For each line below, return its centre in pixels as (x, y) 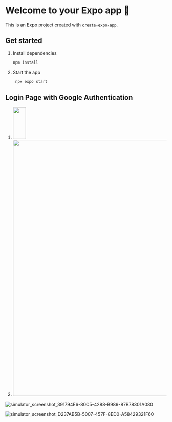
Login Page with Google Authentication (69, 98)
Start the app (27, 72)
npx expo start (31, 81)
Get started (24, 41)
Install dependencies (35, 53)
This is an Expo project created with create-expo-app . (62, 25)
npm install (25, 62)
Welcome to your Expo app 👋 (68, 10)
